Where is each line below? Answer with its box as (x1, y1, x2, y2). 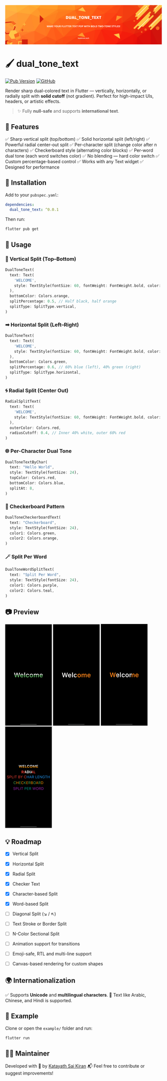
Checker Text (12, 880, 40, 887)
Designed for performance (5, 164, 60, 170)
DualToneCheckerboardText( (5, 515, 61, 520)
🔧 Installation (5, 179, 47, 187)
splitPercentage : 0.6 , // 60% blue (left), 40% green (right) (9, 365, 141, 370)
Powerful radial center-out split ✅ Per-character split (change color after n (5, 142, 157, 148)
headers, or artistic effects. (5, 98, 61, 104)
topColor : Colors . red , (9, 475, 57, 480)
